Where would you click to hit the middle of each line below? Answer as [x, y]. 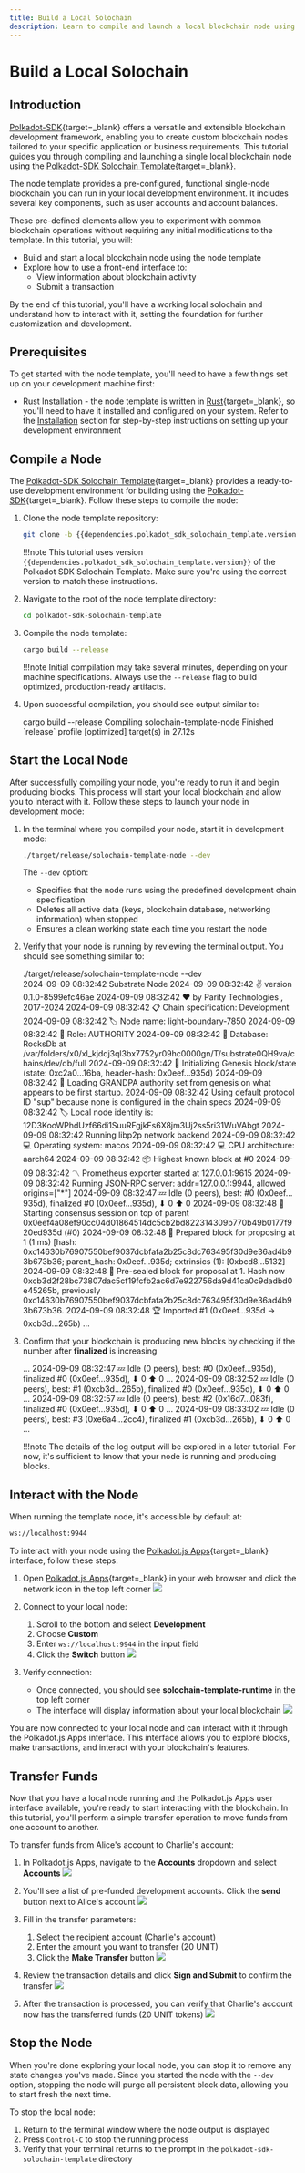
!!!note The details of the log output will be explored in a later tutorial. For [159, 1447]
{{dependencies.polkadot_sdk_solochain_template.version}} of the [149, 562]
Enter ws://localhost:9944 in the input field [117, 1644]
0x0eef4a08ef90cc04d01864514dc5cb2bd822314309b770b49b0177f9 [158, 1223]
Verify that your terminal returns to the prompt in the [121, 2148]
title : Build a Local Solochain [71, 18]
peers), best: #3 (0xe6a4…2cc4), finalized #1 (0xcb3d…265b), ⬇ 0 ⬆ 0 [157, 1419]
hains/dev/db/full [55, 1064]
